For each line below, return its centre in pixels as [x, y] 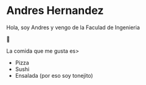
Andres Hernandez [55, 11]
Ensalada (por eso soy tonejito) [54, 75]
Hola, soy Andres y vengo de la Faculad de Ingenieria [73, 27]
